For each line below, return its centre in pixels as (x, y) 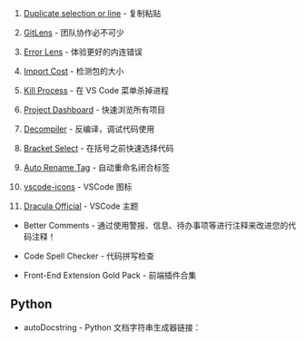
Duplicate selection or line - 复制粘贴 (92, 13)
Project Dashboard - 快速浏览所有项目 (94, 110)
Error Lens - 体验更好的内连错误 (83, 52)
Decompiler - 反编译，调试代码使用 (89, 129)
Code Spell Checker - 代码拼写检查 (89, 256)
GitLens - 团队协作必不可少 (74, 33)
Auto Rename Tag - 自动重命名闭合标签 (97, 167)
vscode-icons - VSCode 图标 (78, 187)
